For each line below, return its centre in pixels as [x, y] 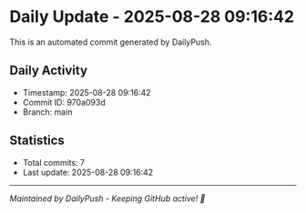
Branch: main [47, 112]
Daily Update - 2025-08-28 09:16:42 [152, 17]
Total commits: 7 [54, 162]
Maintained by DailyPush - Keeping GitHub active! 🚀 [107, 198]
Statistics [37, 141]
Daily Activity [49, 71]
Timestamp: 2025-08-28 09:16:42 [87, 92]
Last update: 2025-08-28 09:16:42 [88, 172]
